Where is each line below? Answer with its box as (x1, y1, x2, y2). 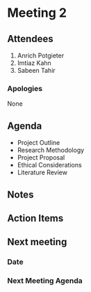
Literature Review (17, 168, 68, 176)
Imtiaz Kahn (17, 59, 52, 67)
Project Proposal (17, 153, 65, 162)
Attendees (7, 33, 53, 45)
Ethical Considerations (17, 161, 82, 169)
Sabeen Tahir (17, 67, 56, 74)
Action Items (7, 212, 64, 224)
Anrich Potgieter (17, 51, 65, 60)
